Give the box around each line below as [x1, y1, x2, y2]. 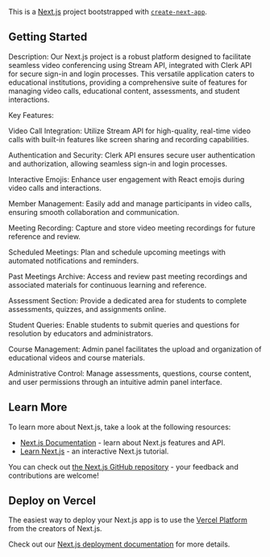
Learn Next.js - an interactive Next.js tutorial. [19, 446, 169, 456]
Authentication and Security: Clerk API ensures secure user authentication [8, 150, 255, 160]
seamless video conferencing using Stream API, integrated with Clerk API [8, 60, 252, 70]
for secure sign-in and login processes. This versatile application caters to [8, 69, 255, 78]
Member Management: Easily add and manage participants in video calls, [8, 198, 252, 209]
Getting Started [8, 30, 88, 44]
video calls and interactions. [8, 183, 102, 192]
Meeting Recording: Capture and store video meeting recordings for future [8, 222, 255, 233]
